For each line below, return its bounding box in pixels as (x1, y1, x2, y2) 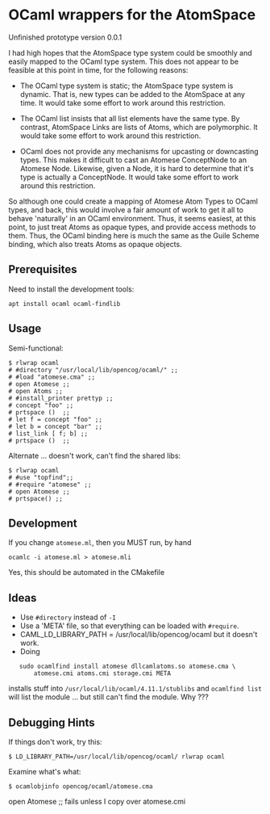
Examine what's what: (8, 767, 81, 776)
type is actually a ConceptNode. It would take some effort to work (19, 172, 239, 182)
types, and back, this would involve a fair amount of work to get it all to (8, 204, 244, 215)
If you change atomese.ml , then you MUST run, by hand (8, 538, 192, 548)
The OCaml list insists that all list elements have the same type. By (19, 113, 240, 123)
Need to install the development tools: (8, 284, 135, 294)
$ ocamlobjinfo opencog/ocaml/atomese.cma (8, 783, 153, 791)
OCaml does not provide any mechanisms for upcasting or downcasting (19, 146, 260, 156)
